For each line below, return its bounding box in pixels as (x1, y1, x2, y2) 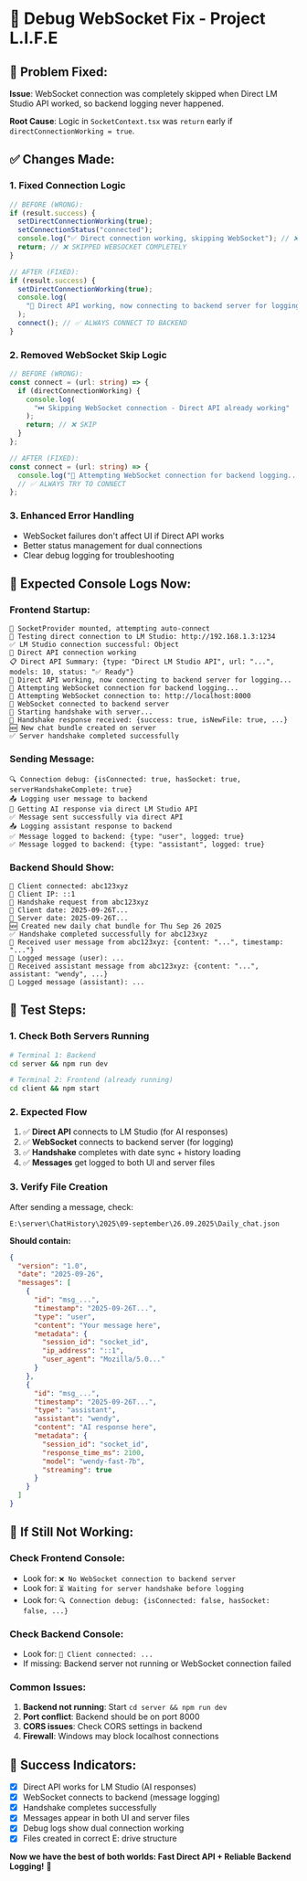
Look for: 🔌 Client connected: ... (22, 1648, 153, 1659)
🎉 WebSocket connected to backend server (9, 699, 170, 709)
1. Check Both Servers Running (9, 1030, 150, 1043)
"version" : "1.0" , (17, 1261, 89, 1270)
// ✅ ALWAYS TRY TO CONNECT (17, 479, 126, 488)
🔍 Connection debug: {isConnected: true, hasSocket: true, (9, 774, 242, 784)
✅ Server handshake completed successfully (9, 731, 180, 741)
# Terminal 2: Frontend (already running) (9, 1076, 174, 1085)
